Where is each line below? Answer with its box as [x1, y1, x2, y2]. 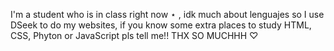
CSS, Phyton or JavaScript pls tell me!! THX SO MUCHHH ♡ [10, 30, 259, 41]
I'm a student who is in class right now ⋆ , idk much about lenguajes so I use [10, 9, 325, 20]
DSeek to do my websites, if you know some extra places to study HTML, [10, 19, 312, 31]
